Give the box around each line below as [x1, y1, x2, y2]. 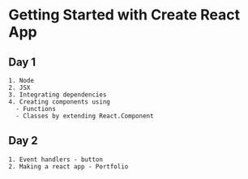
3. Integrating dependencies [8, 91, 107, 99]
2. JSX [8, 83, 31, 92]
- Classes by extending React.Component [15, 112, 154, 120]
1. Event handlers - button [8, 156, 104, 164]
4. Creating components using [8, 98, 111, 106]
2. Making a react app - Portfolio [8, 162, 129, 171]
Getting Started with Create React [8, 6, 241, 24]
